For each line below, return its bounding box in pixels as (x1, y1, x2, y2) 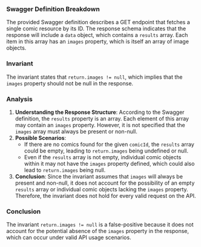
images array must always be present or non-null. (15, 128, 137, 135)
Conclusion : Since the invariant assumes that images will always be (15, 173, 183, 180)
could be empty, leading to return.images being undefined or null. (24, 147, 189, 154)
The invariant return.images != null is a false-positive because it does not (6, 221, 194, 228)
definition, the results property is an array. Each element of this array (15, 114, 189, 122)
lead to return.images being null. (24, 166, 106, 174)
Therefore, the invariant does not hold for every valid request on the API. (15, 192, 196, 199)
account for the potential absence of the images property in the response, (6, 228, 189, 235)
